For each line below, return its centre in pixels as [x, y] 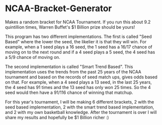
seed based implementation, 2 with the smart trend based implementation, [80, 107]
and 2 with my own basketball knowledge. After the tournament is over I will [81, 112]
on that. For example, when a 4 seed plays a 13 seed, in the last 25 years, [79, 82]
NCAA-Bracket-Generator [58, 9]
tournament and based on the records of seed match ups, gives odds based [81, 77]
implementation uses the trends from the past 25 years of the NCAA [73, 71]
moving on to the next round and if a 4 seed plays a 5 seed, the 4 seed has [80, 52]
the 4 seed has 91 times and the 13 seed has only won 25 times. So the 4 [78, 87]
